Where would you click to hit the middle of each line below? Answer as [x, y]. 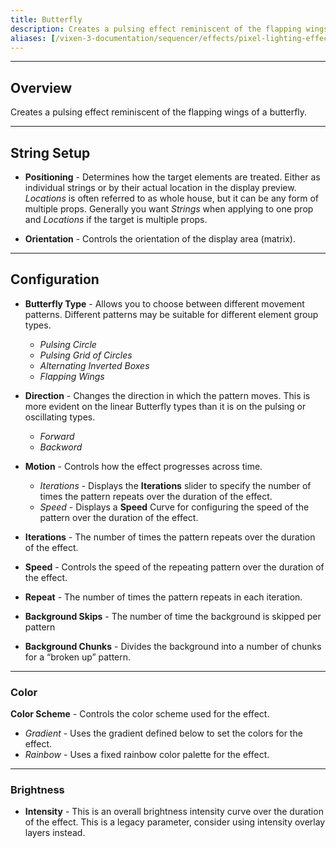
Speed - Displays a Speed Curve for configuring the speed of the [174, 507]
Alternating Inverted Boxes [94, 365]
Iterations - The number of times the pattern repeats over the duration [170, 537]
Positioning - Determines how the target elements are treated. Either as [172, 177]
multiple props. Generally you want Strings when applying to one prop [169, 209]
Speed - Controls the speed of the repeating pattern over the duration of [174, 567]
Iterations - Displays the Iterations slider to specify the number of [175, 485]
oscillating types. [60, 417]
